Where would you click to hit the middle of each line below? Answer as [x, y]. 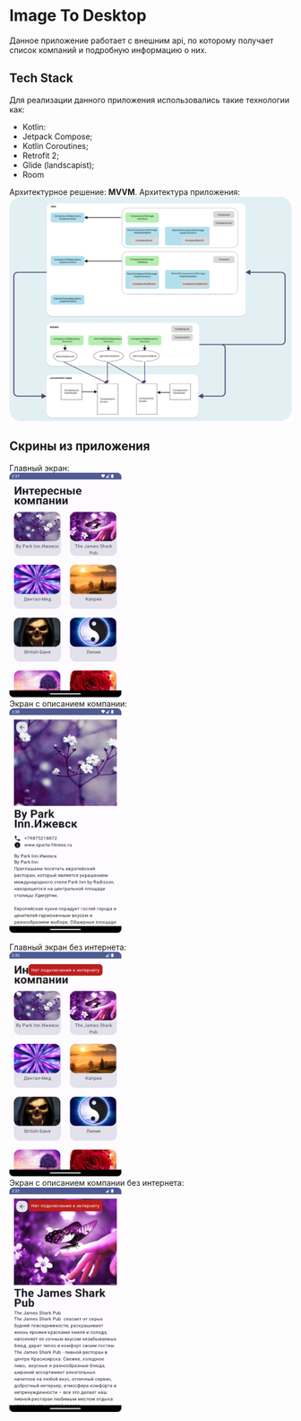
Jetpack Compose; [57, 136]
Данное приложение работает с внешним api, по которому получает [142, 40]
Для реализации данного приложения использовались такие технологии [150, 100]
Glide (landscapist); [58, 165]
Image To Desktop [78, 16]
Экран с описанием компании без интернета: [97, 1182]
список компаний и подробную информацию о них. [108, 49]
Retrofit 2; [41, 155]
